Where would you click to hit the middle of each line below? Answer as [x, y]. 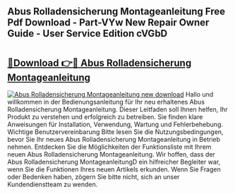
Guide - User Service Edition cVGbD [88, 34]
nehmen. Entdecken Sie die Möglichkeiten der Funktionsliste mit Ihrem [109, 147]
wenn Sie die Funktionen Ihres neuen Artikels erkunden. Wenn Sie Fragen [114, 169]
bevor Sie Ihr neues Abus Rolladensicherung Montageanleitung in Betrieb [114, 139]
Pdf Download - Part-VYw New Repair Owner [108, 23]
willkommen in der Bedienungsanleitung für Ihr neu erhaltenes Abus [106, 102]
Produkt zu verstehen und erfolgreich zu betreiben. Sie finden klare [105, 117]
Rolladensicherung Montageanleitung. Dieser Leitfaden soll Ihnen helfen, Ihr [117, 109]
